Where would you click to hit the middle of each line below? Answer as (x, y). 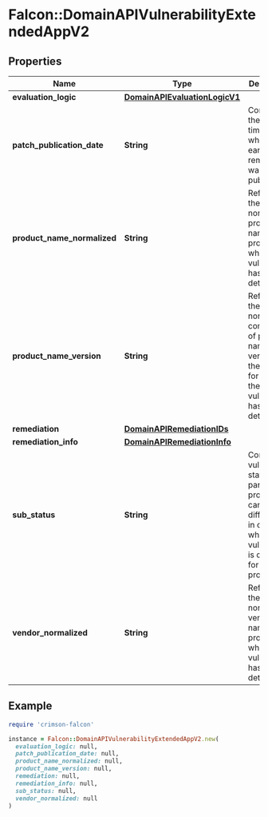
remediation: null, (48, 776)
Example (30, 706)
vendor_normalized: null (57, 798)
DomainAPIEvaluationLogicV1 (182, 97)
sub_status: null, (46, 791)
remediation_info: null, (57, 783)
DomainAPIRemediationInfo (177, 442)
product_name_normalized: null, (69, 761)
